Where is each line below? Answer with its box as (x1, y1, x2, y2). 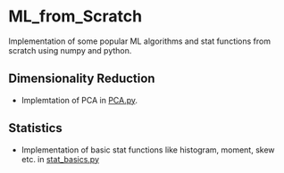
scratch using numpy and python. (8, 45, 132, 55)
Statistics (8, 120, 63, 136)
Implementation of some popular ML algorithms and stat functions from (8, 36, 271, 46)
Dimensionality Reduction (8, 71, 155, 86)
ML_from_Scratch (8, 6, 143, 27)
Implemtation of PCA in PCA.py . (21, 95, 138, 105)
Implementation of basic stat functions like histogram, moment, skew (21, 144, 275, 155)
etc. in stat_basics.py (21, 153, 100, 164)
